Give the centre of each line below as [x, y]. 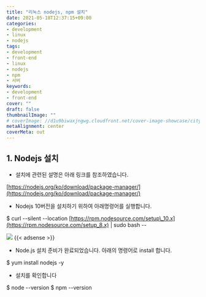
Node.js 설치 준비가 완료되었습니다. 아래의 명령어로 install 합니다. [93, 250]
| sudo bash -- [128, 224]
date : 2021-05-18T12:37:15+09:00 [49, 18]
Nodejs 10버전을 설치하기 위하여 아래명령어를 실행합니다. [83, 206]
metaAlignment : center [35, 127]
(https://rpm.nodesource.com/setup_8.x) [58, 224]
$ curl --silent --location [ [39, 218]
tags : [13, 47]
